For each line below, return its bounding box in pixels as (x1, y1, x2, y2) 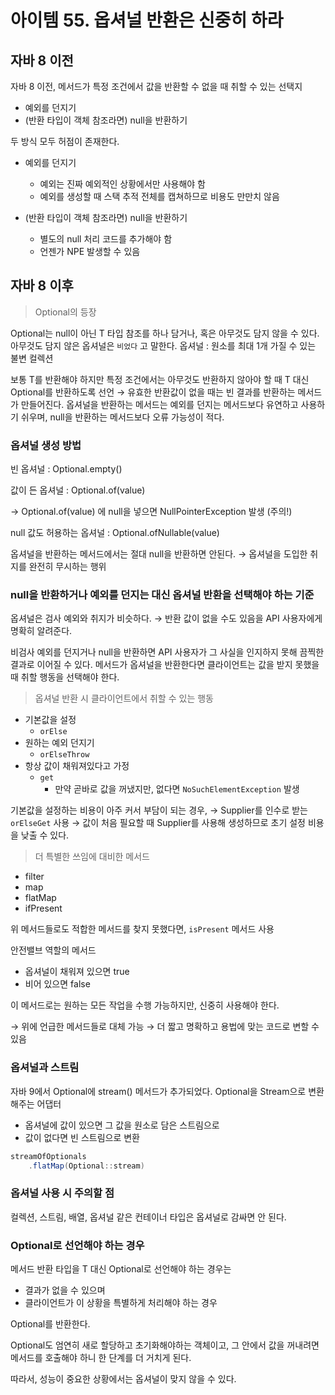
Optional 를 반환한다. (10, 1318, 91, 1330)
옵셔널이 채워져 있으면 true (24, 966, 130, 978)
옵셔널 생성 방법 (10, 438, 82, 452)
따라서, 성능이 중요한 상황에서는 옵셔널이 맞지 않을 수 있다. (10, 1373, 237, 1385)
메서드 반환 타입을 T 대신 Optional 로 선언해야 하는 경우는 (10, 1263, 232, 1275)
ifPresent (24, 902, 63, 915)
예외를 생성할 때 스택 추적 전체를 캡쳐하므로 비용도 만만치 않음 (39, 191, 280, 202)
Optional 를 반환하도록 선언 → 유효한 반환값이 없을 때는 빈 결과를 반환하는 (10, 386, 296, 398)
